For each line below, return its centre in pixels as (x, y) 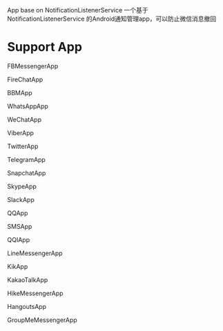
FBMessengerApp (33, 66)
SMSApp (20, 226)
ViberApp (21, 132)
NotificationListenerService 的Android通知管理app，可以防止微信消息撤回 (112, 19)
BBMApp (20, 92)
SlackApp (21, 199)
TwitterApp (23, 146)
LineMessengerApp (35, 253)
